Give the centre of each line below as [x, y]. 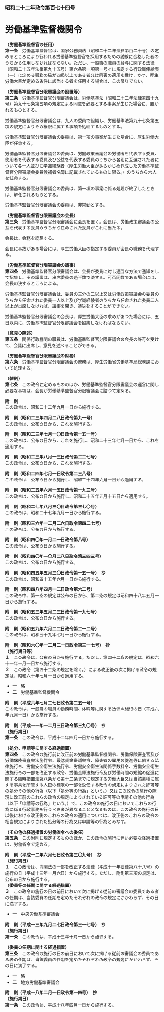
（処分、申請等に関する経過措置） [39, 748]
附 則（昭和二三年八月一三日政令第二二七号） [52, 456]
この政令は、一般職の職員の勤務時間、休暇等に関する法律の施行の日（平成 [80, 708]
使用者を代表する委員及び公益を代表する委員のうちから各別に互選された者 [80, 159]
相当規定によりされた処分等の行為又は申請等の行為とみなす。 [67, 821]
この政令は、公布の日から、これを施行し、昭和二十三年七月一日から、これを [82, 440]
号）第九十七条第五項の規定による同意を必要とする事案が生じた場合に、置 [80, 103]
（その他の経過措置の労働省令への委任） [46, 832]
